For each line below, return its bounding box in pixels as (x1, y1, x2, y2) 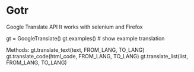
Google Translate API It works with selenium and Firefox (6, 23, 143, 30)
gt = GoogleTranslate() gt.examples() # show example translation (6, 35, 165, 42)
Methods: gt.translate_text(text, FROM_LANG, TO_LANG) (6, 46, 145, 54)
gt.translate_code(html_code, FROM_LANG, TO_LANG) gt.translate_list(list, (6, 52, 189, 60)
